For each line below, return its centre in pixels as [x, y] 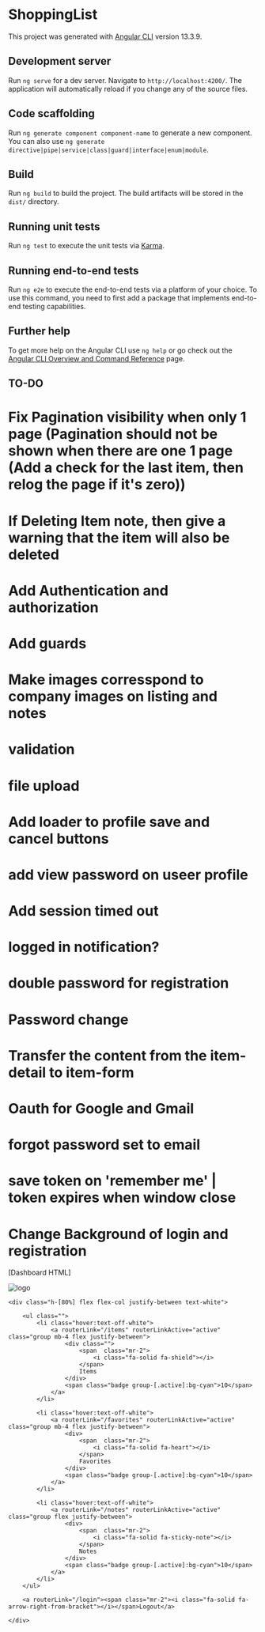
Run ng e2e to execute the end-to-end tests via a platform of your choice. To [133, 289]
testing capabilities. [54, 306]
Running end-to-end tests [74, 270]
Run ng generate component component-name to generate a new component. [131, 133]
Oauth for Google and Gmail [101, 1109]
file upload [44, 786]
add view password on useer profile [128, 875]
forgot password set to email [104, 1145]
